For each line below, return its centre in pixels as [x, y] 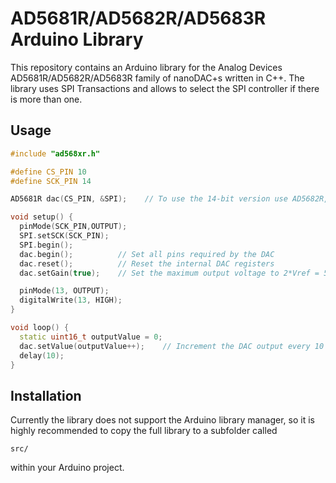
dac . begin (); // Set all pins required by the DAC [147, 254]
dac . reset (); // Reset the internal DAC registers [147, 263]
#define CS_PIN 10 [48, 172]
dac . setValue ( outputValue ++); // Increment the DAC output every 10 [172, 346]
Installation [46, 395]
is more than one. [46, 99]
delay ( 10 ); [42, 355]
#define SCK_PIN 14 [51, 181]
